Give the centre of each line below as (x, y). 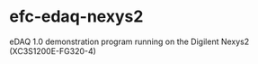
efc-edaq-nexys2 (76, 17)
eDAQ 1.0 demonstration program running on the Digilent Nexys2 (129, 41)
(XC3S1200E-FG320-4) (53, 50)
